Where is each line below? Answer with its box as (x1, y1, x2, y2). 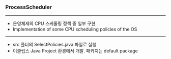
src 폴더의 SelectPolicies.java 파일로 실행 (12, 42, 97, 48)
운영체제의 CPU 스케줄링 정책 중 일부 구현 (12, 20, 96, 26)
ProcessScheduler (5, 4, 52, 11)
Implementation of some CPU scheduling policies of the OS (12, 26, 137, 33)
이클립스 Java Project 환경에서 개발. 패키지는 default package (12, 48, 138, 54)
